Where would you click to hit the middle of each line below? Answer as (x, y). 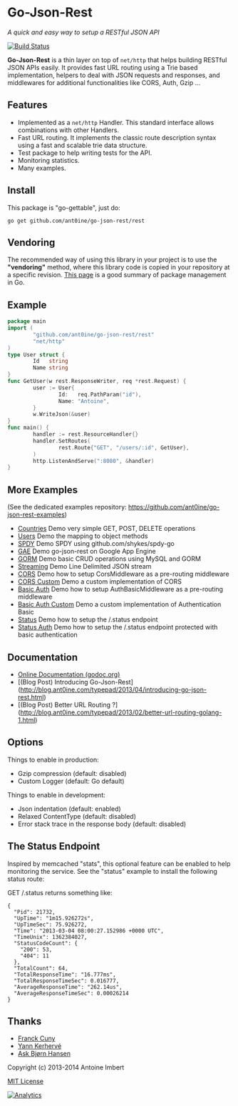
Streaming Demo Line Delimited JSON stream (84, 567)
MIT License (26, 1081)
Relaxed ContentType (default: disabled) (77, 816)
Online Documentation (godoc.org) (69, 674)
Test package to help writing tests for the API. (85, 153)
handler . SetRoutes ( (62, 441)
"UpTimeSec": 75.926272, (51, 925)
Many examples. (42, 168)
